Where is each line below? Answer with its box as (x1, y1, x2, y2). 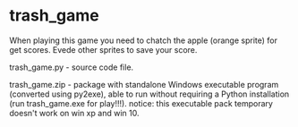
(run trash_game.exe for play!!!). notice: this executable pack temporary (9, 97, 273, 108)
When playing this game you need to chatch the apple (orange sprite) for (9, 35, 277, 46)
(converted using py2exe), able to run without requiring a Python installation (9, 89, 290, 99)
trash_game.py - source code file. (9, 62, 134, 72)
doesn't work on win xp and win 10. (9, 107, 140, 118)
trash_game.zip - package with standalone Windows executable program (9, 79, 279, 89)
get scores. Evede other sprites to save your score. (9, 44, 198, 55)
